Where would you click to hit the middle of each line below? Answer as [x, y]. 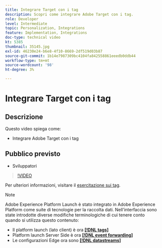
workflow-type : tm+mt [27, 61]
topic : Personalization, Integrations [45, 28]
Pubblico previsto [33, 154]
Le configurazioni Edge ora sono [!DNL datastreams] [66, 240]
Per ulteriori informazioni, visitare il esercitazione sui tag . [63, 185]
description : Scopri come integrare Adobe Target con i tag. [69, 14]
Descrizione [24, 117]
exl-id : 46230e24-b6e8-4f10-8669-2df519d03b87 [54, 51]
